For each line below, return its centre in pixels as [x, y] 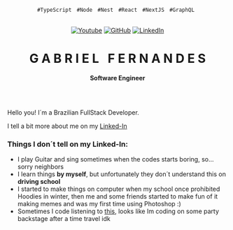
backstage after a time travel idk [64, 219]
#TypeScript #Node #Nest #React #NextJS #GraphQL [116, 10]
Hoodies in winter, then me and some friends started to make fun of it [118, 196]
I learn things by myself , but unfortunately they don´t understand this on [121, 174]
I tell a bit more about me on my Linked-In [67, 126]
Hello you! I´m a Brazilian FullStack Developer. [73, 112]
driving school [39, 182]
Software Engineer [118, 78]
